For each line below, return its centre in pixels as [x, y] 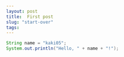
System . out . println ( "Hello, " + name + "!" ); [62, 49]
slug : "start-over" [30, 22]
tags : [13, 27]
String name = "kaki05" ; [36, 43]
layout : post [22, 11]
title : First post [30, 17]
